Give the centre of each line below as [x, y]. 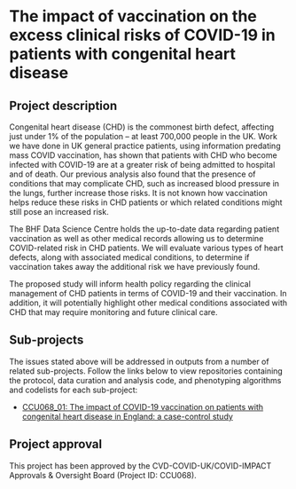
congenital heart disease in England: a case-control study [127, 416]
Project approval [56, 444]
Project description [63, 105]
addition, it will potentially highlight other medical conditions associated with [148, 303]
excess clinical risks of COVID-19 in [143, 35]
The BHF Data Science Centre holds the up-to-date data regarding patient [144, 229]
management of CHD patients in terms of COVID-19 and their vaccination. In [148, 293]
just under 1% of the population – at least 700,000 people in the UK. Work [143, 136]
